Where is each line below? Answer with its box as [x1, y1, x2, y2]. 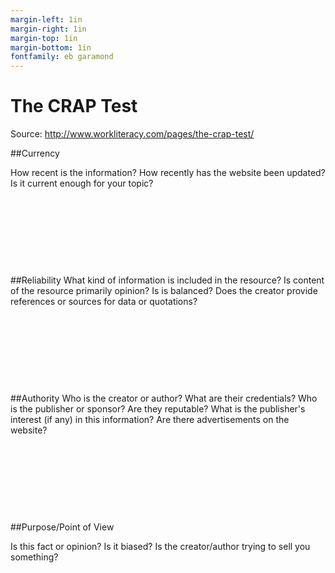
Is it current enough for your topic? [10, 177, 154, 190]
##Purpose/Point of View [10, 521, 115, 533]
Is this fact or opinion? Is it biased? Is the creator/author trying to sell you [10, 541, 311, 553]
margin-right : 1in [10, 24, 87, 34]
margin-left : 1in [10, 14, 83, 25]
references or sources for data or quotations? [10, 296, 198, 308]
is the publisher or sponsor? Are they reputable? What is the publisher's [10, 403, 306, 415]
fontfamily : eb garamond [10, 52, 114, 62]
